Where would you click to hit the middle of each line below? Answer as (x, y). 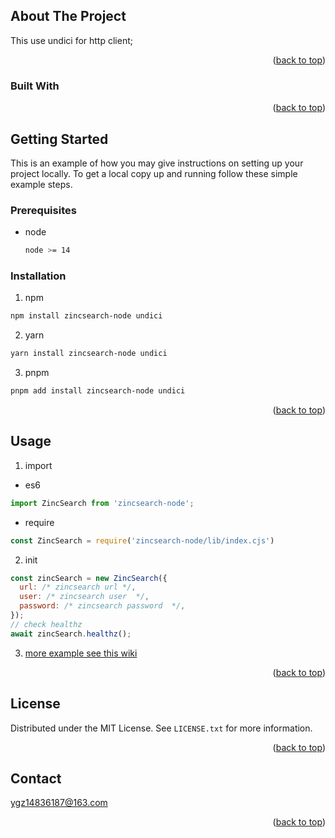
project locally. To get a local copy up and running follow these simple (154, 173)
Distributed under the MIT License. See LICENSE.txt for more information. (161, 728)
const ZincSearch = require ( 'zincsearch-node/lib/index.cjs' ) (142, 540)
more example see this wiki (81, 653)
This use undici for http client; (71, 40)
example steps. (41, 184)
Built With (35, 86)
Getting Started (59, 139)
